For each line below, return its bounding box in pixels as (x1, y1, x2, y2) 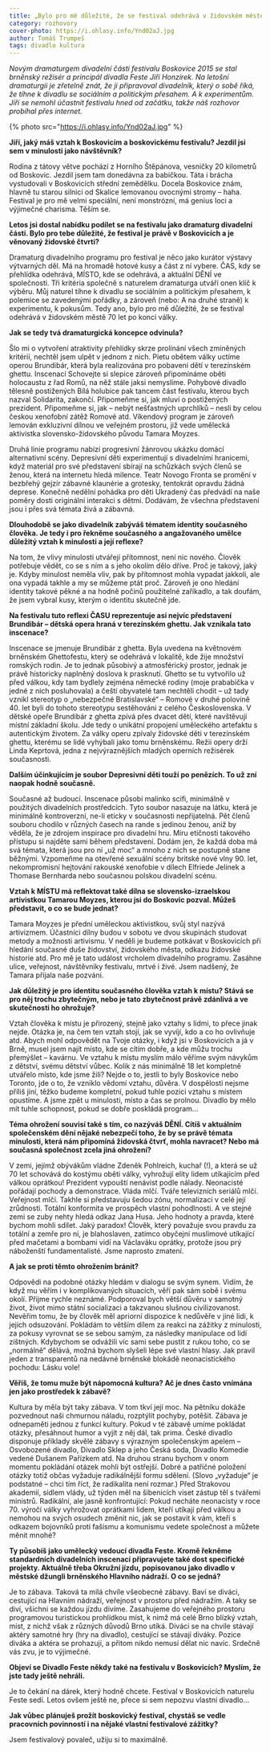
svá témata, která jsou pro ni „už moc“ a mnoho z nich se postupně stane (9, 845, 251, 855)
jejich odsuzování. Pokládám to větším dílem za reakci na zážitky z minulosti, (9, 1320, 262, 1330)
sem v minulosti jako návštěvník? (9, 146, 123, 156)
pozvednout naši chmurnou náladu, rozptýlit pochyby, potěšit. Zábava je (9, 1411, 248, 1421)
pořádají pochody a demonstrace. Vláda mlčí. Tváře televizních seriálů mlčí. (9, 1186, 259, 1196)
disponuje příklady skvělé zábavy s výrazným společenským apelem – (9, 1436, 241, 1447)
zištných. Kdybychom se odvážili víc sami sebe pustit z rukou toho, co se (9, 1337, 251, 1347)
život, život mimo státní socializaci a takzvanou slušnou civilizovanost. (9, 1303, 241, 1312)
